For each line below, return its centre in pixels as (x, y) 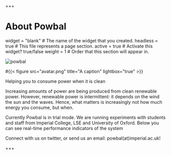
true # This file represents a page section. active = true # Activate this (79, 46)
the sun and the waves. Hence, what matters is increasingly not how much (84, 102)
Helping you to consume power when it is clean (56, 81)
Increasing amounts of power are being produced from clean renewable (81, 91)
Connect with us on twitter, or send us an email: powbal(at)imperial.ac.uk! (83, 138)
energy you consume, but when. (39, 107)
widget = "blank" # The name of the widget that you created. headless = (82, 40)
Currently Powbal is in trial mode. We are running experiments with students (85, 117)
